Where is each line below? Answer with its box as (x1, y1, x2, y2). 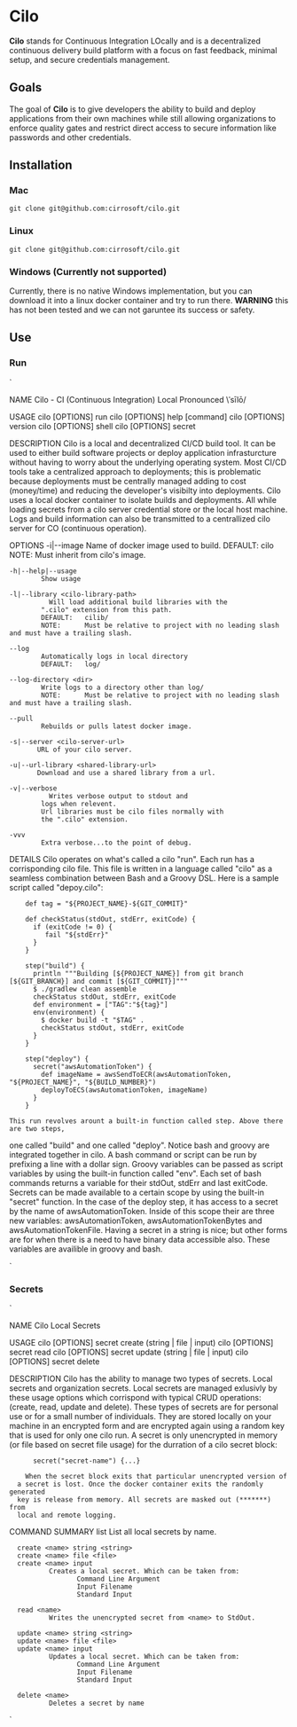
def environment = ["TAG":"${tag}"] (32, 1000, 168, 1009)
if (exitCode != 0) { (32, 922, 113, 931)
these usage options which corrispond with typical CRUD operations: (9, 1393, 262, 1403)
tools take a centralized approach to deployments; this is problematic (9, 466, 262, 476)
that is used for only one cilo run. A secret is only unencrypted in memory (9, 1430, 277, 1440)
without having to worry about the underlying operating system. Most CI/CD (9, 457, 286, 467)
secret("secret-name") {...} (32, 1456, 141, 1465)
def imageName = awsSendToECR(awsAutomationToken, (41, 1070, 232, 1079)
